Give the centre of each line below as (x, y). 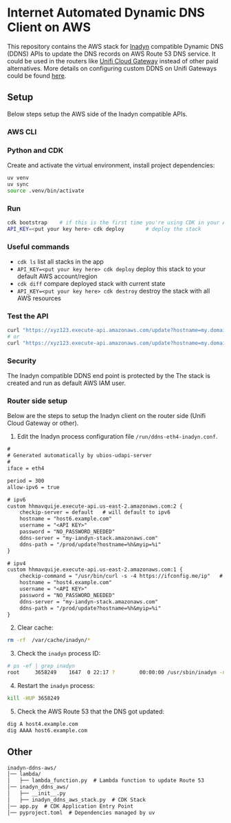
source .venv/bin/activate (46, 191)
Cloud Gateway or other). (43, 423)
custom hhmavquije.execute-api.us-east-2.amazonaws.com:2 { (95, 506)
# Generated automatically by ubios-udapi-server (80, 456)
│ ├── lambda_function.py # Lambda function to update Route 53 (106, 781)
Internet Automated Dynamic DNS (106, 13)
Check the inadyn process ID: (59, 654)
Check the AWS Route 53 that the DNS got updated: (91, 711)
